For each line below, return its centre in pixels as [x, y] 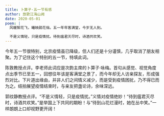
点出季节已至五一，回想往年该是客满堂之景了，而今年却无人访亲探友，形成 [80, 74]
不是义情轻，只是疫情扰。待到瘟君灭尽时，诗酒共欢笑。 [57, 37]
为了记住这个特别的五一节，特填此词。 [52, 57]
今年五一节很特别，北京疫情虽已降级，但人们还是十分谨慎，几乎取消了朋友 [80, 51]
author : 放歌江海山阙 [25, 14]
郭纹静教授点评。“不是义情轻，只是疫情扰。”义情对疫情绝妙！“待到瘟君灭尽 [80, 96]
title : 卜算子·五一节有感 [29, 10]
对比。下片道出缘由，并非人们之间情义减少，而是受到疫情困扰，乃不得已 [82, 80]
